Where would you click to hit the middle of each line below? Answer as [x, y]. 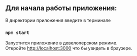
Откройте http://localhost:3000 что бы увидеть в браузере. [69, 48]
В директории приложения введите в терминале [58, 20]
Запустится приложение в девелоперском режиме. [61, 43]
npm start [17, 32]
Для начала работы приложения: [61, 8]
